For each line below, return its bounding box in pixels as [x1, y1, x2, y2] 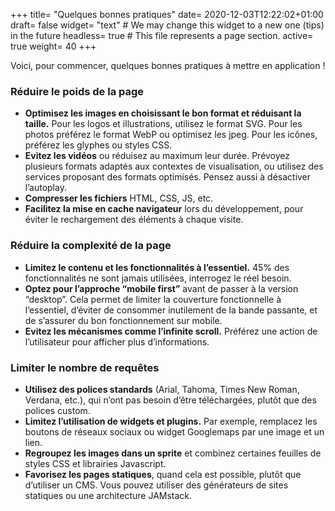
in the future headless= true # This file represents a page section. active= [10, 30, 314, 41]
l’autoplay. [24, 182, 67, 194]
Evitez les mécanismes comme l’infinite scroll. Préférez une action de [24, 325, 318, 337]
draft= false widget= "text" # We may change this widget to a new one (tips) [10, 19, 325, 31]
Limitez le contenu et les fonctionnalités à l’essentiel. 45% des [24, 261, 290, 273]
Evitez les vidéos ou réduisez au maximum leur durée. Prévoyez [24, 150, 291, 162]
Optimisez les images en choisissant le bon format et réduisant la [24, 107, 302, 119]
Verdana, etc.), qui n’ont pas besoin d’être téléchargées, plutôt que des [24, 394, 317, 406]
